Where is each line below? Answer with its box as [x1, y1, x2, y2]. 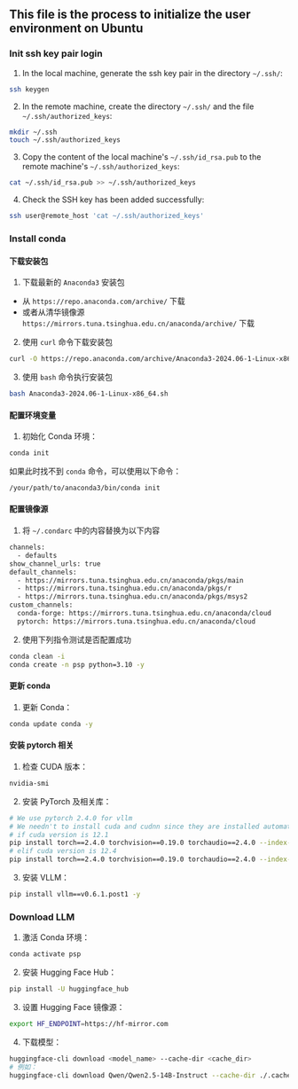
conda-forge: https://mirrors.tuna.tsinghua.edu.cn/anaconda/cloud [17, 609, 272, 618]
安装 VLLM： [21, 873, 69, 882]
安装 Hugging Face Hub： [21, 967, 117, 978]
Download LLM [9, 911, 75, 923]
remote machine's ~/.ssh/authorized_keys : [21, 161, 180, 172]
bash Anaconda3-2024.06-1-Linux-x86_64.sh [9, 389, 169, 398]
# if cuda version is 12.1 [9, 830, 109, 839]
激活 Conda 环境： [21, 932, 90, 943]
